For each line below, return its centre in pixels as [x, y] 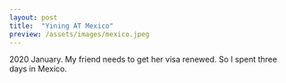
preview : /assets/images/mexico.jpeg [80, 34]
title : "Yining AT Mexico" [62, 26]
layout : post [34, 17]
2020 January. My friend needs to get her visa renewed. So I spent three [143, 60]
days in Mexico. [38, 69]
